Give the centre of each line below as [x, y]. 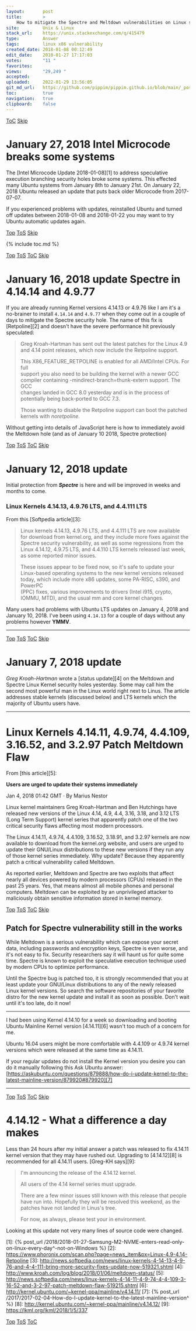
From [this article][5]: [32, 773]
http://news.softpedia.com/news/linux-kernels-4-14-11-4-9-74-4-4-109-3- [96, 1280]
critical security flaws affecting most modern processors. [75, 826]
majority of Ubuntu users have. [43, 703]
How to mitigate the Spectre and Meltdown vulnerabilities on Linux [101, 22]
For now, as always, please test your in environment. [83, 1219]
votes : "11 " [31, 60]
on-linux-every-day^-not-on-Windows [52, 1248]
